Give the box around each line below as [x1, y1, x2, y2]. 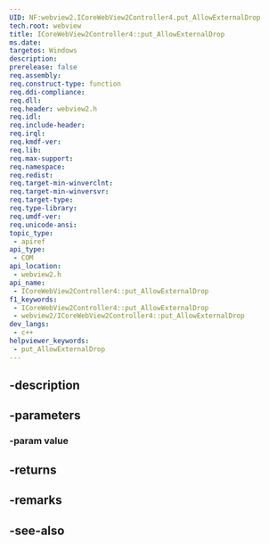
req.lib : [9, 145, 42, 154]
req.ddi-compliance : [9, 87, 86, 96]
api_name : [9, 278, 46, 287]
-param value [9, 434, 69, 447]
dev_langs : [9, 320, 50, 329]
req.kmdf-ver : [9, 137, 62, 146]
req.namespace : [9, 162, 66, 171]
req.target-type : [9, 195, 74, 205]
